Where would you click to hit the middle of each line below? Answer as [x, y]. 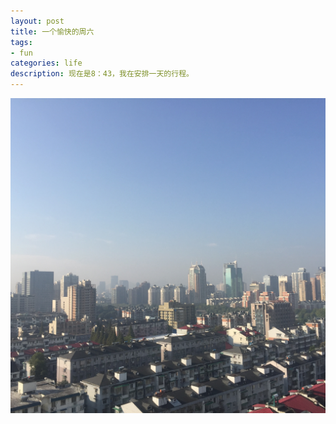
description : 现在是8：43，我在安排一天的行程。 [102, 74]
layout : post [37, 21]
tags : [21, 42]
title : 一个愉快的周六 [52, 31]
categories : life [46, 63]
